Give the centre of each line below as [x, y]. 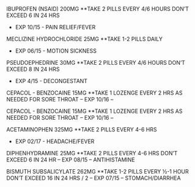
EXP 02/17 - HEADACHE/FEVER [55, 141]
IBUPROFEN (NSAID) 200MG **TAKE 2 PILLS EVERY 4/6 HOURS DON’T [98, 9]
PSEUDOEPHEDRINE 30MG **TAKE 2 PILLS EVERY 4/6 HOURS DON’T [96, 63]
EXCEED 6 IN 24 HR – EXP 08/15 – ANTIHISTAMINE [71, 159]
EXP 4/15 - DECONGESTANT [51, 81]
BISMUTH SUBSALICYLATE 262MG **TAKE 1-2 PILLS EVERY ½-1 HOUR [98, 171]
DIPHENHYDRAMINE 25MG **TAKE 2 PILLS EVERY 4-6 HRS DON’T [92, 153]
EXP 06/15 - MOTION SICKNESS [56, 51]
